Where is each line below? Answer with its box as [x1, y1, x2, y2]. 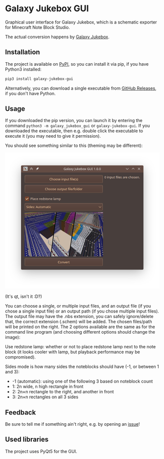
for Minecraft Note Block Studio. [5, 24, 70, 30]
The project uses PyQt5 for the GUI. [5, 448, 77, 454]
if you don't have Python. [5, 90, 56, 96]
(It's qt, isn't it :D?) [5, 293, 43, 299]
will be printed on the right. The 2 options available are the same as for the [5, 324, 155, 330]
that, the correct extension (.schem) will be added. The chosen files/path [5, 319, 152, 325]
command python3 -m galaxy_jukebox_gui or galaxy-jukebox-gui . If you [5, 123, 150, 129]
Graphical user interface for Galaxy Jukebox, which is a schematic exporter [5, 19, 157, 25]
